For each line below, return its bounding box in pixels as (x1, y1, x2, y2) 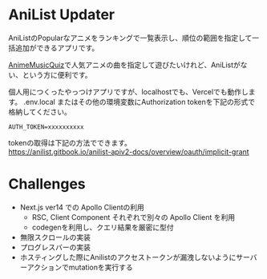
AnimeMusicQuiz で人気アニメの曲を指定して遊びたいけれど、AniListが (8, 60, 241, 70)
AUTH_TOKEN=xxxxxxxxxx (8, 122, 84, 131)
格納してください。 (8, 106, 72, 117)
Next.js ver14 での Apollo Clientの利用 (19, 202, 144, 212)
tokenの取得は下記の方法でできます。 (8, 138, 132, 147)
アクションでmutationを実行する (26, 262, 134, 272)
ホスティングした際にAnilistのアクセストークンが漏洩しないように (19, 252, 237, 261)
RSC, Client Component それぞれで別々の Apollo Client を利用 (31, 212, 236, 221)
